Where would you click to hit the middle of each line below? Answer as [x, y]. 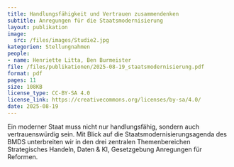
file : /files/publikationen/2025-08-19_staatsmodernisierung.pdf [106, 67]
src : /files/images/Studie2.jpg [62, 41]
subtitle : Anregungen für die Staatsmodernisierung [85, 21]
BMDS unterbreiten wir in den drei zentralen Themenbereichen [99, 141]
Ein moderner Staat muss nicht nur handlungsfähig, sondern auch [104, 126]
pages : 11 [22, 80]
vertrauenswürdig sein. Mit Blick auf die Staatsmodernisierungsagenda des [117, 134]
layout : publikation [38, 27]
